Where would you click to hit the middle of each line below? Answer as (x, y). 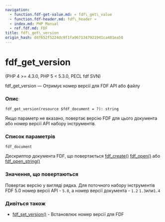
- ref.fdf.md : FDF (29, 28)
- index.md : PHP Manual (34, 24)
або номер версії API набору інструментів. (50, 124)
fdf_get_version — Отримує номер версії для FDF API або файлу (73, 86)
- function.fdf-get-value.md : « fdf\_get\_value (61, 14)
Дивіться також (25, 204)
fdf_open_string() (23, 161)
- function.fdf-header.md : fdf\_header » (53, 19)
